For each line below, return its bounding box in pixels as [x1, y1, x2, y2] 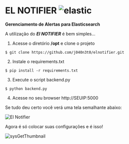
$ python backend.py [5, 86, 48, 91]
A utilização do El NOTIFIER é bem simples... [5, 31, 96, 36]
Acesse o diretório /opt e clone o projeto [12, 40, 95, 46]
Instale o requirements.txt [12, 58, 64, 64]
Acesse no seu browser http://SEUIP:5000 [12, 95, 98, 101]
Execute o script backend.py [12, 76, 70, 82]
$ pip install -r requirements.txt [5, 68, 78, 73]
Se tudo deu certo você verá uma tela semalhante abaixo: [5, 104, 122, 110]
